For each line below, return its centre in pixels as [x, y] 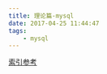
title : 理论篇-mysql [41, 16]
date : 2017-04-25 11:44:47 [54, 23]
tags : [17, 31]
